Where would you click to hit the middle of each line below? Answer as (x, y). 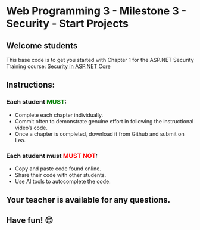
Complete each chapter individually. (59, 115)
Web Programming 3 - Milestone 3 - (96, 11)
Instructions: (31, 85)
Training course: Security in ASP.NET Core (59, 66)
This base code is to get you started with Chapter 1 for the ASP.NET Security (100, 60)
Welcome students (42, 46)
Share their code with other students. (60, 175)
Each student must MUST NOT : (52, 156)
